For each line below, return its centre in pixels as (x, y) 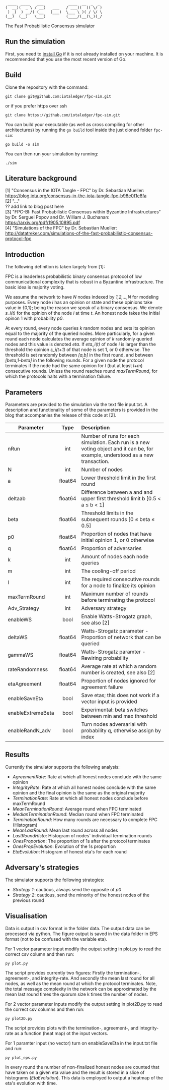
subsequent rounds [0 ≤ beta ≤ (118, 520)
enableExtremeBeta (31, 713)
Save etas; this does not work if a (120, 696)
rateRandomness (28, 669)
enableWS (20, 620)
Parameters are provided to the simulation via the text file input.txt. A (76, 405)
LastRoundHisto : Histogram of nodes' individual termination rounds (82, 835)
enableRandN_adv (29, 731)
